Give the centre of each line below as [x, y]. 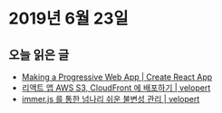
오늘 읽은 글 [39, 55]
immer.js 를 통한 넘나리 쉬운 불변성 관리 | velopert [111, 99]
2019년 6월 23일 [68, 19]
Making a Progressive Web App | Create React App [117, 77]
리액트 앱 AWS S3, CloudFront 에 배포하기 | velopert [116, 88]
